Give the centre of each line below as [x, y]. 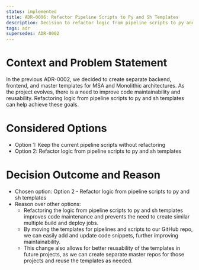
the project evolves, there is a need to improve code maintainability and [93, 92]
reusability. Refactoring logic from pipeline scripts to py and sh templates [95, 98]
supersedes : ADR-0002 [33, 34]
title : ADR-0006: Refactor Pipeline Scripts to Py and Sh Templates [92, 17]
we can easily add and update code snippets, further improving [101, 235]
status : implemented [32, 12]
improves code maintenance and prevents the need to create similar [107, 216]
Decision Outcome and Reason [84, 175]
